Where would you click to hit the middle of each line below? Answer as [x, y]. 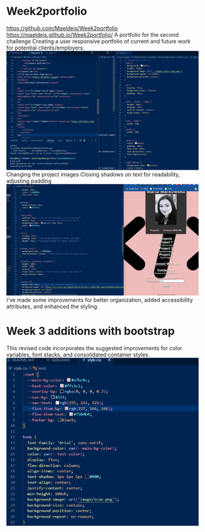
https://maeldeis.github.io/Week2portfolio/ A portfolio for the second [92, 34]
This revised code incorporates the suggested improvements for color [94, 348]
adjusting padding [29, 181]
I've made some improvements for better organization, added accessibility [100, 300]
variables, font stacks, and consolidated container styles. [78, 354]
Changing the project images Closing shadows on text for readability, [93, 174]
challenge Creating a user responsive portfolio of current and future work [99, 41]
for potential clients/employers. [45, 48]
